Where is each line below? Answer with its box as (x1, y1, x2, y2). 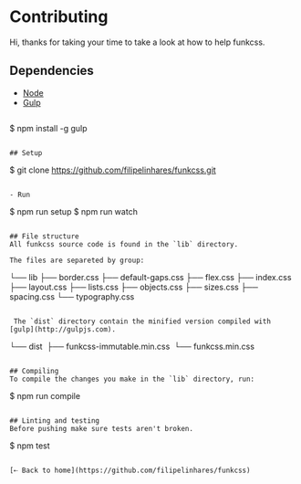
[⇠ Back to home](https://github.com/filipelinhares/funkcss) (9, 466, 251, 475)
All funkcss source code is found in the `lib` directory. (9, 239, 239, 248)
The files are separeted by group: (9, 256, 145, 265)
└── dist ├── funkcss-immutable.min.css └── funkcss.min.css (9, 341, 255, 352)
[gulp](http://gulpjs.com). (9, 324, 117, 334)
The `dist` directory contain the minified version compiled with (13, 317, 272, 326)
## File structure (9, 231, 79, 241)
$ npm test (9, 440, 50, 451)
